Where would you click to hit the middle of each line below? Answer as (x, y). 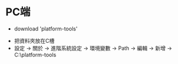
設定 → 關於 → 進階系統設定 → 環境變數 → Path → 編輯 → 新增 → (93, 48)
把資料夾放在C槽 (34, 41)
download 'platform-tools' (46, 28)
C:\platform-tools (35, 55)
